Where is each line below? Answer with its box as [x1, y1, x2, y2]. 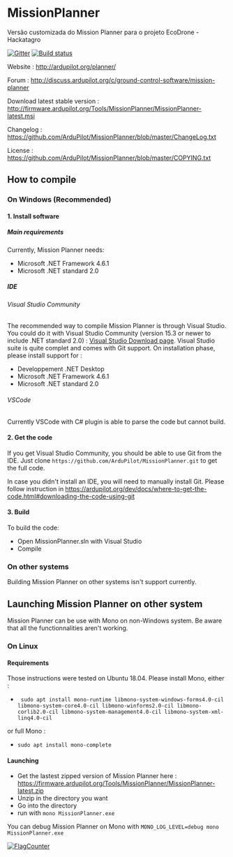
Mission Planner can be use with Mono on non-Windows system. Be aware [7, 616, 223, 625]
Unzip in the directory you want [17, 794, 108, 803]
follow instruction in [7, 484, 64, 493]
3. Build [7, 508, 30, 516]
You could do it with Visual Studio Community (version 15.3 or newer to [7, 329, 211, 338]
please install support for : [7, 351, 82, 360]
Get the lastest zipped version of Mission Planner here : [17, 772, 177, 780]
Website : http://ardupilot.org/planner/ [7, 62, 116, 70]
